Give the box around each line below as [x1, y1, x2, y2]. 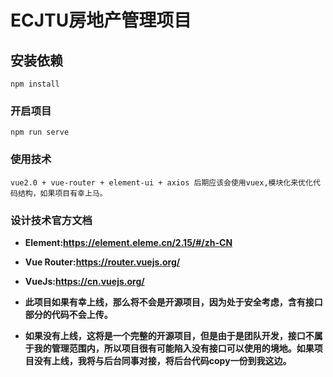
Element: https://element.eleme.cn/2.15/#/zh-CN [24, 236, 233, 248]
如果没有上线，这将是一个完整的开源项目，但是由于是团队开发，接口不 [24, 329, 315, 341]
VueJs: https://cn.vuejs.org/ [24, 275, 145, 287]
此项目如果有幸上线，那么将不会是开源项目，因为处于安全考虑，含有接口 [24, 296, 323, 308]
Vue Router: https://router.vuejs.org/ [24, 256, 181, 268]
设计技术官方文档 [10, 213, 93, 227]
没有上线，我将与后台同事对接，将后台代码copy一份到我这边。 [33, 354, 292, 366]
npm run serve [10, 127, 70, 138]
